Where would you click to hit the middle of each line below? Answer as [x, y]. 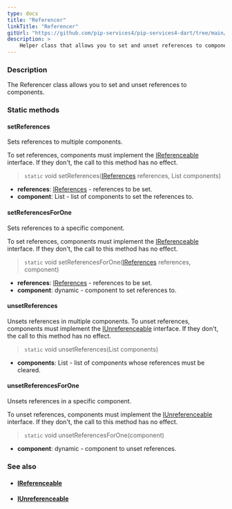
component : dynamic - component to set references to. [97, 290]
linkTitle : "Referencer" [43, 26]
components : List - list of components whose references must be [111, 363]
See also [22, 466]
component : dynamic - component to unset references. [97, 449]
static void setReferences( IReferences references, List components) [122, 176]
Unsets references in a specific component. [69, 401]
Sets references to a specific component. [66, 228]
